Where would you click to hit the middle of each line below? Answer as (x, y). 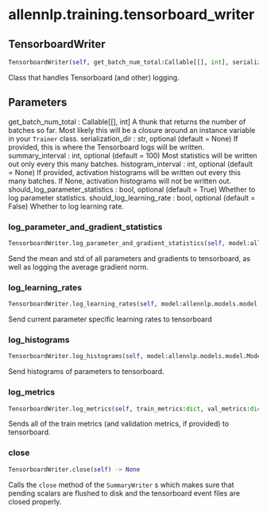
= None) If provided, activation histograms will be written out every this (124, 172)
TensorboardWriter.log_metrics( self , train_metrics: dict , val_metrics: (129, 409)
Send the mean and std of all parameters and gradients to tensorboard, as (130, 258)
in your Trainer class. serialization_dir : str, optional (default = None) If (123, 138)
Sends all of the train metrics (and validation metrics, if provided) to (118, 424)
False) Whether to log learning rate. (66, 206)
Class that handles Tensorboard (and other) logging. (94, 77)
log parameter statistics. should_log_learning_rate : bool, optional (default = (132, 197)
